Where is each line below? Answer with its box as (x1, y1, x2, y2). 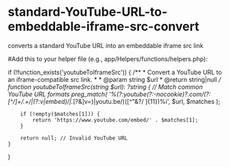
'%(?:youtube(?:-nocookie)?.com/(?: (108, 90, 211, 98)
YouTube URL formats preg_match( (8, 90, 108, 98)
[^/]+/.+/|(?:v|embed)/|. (8, 97, 73, 105)
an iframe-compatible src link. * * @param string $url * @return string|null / (8, 75, 221, 83)
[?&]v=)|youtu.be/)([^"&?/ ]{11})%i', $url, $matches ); (72, 97, 221, 105)
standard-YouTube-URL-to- (8, 4, 168, 20)
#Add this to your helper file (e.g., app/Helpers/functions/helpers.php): (8, 54, 208, 63)
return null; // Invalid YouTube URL (20, 135, 128, 142)
